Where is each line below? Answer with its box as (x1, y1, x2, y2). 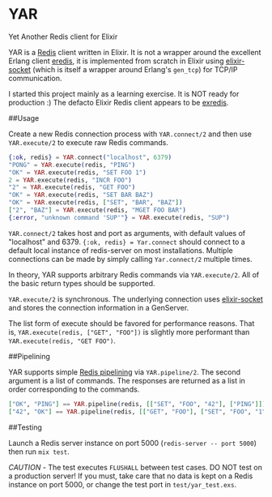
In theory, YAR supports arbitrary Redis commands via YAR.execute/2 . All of (8, 269, 260, 280)
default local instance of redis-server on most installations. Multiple (8, 245, 233, 255)
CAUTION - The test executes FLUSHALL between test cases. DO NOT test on (8, 462, 263, 472)
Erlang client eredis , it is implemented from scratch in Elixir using (8, 56, 224, 66)
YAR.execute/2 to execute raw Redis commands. (8, 137, 168, 147)
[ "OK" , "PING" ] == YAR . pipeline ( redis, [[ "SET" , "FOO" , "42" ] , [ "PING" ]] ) (8, 400, 266, 408)
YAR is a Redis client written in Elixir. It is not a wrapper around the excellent (8, 47, 261, 57)
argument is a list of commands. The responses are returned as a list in (8, 375, 245, 385)
